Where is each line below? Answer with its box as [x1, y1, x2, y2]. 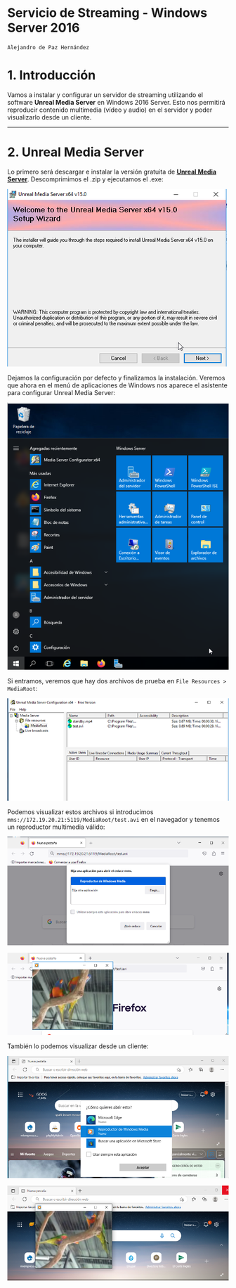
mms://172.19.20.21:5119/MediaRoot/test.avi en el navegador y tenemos [7, 816, 220, 824]
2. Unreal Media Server [7, 144, 144, 160]
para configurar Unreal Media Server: [7, 388, 116, 397]
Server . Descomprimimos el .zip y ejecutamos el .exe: [7, 174, 164, 183]
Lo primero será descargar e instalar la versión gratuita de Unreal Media [7, 167, 216, 176]
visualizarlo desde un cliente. [7, 112, 92, 121]
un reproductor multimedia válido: [7, 823, 105, 831]
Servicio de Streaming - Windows [7, 5, 208, 21]
